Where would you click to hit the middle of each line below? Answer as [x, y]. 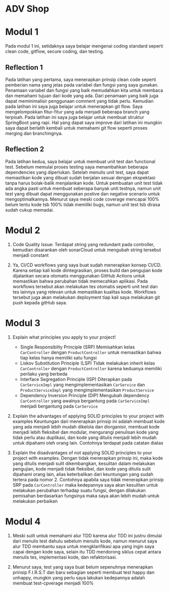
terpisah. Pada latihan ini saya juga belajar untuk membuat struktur [75, 117]
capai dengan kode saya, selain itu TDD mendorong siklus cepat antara [87, 551]
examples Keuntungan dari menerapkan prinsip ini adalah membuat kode [89, 421]
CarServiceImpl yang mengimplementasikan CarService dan [82, 384]
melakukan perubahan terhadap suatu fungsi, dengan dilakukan [79, 490]
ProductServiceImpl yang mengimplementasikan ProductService [87, 390]
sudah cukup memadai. [30, 210]
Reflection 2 [25, 149]
